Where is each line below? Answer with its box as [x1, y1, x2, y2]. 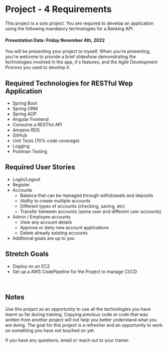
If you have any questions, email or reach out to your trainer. [5, 337, 130, 343]
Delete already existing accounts [20, 230, 88, 236]
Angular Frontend [12, 116, 49, 122]
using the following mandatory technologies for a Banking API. [5, 25, 134, 31]
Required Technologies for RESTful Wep [5, 79, 133, 88]
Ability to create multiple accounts [20, 197, 91, 203]
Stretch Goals [5, 250, 49, 258]
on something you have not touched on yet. [5, 327, 95, 333]
